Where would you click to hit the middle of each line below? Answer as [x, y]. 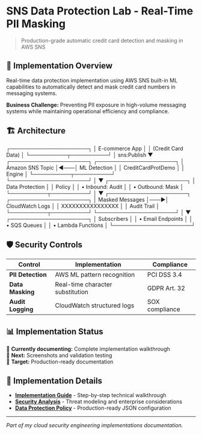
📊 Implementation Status [55, 331]
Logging [21, 309]
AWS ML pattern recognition [95, 275]
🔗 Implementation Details [54, 381]
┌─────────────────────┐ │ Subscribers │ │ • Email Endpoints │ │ [99, 218]
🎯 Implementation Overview [60, 66]
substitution [72, 292]
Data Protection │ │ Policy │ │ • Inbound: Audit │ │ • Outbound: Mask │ [95, 187]
